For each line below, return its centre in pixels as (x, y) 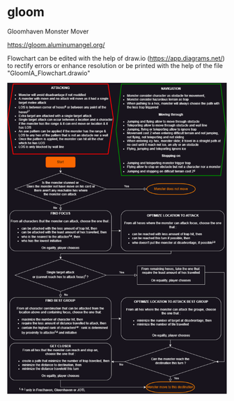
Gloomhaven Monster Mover (48, 31)
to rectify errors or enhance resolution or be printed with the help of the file (115, 65)
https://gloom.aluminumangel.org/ (56, 44)
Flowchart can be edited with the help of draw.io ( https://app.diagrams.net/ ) (116, 58)
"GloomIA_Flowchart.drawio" (49, 73)
